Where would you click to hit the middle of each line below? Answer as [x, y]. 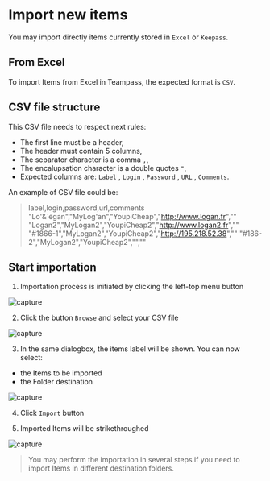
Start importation [52, 267]
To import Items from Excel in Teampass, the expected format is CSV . [122, 81]
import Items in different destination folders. [101, 468]
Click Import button [52, 413]
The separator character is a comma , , [84, 160]
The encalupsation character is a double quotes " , [103, 168]
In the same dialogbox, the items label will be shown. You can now [130, 349]
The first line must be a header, [72, 142]
